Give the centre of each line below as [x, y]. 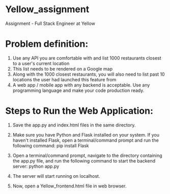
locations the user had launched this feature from [64, 79]
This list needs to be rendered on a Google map [63, 69]
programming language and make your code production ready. [78, 90]
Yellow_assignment [47, 9]
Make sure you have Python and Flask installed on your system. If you [86, 135]
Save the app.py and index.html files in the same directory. [74, 125]
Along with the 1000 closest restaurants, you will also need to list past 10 [89, 74]
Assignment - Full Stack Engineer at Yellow [50, 23]
